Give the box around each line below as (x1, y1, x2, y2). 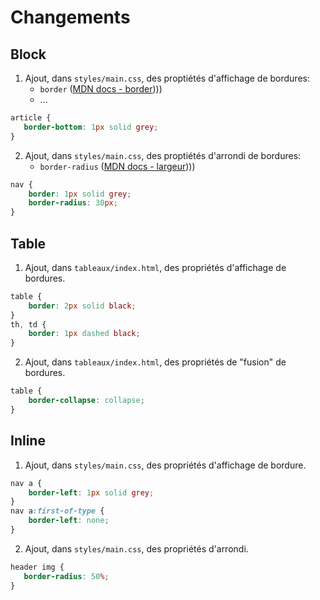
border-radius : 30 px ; (28, 198, 118, 208)
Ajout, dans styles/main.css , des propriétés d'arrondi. (24, 542, 249, 555)
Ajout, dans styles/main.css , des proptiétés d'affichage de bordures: (24, 72, 310, 84)
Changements (10, 6, 131, 29)
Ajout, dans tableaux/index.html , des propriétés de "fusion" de (24, 356, 287, 368)
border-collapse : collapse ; (28, 396, 145, 406)
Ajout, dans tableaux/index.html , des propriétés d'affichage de (24, 261, 287, 273)
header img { (10, 562, 65, 572)
